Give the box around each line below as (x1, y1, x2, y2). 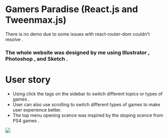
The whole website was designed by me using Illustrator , (5, 49, 150, 56)
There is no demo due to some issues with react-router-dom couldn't (5, 31, 150, 37)
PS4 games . (12, 117, 40, 123)
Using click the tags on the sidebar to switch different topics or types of (12, 90, 163, 97)
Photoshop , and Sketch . (5, 55, 69, 62)
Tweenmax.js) (5, 14, 67, 26)
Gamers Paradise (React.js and (5, 4, 138, 15)
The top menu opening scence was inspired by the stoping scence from (12, 112, 163, 118)
